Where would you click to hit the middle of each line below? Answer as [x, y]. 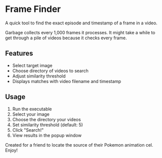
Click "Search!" [28, 130]
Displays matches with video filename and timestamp [67, 81]
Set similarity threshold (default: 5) [48, 125]
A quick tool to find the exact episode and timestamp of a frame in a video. [81, 23]
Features [19, 53]
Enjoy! [12, 150]
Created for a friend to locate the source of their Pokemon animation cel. [79, 145]
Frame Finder [33, 9]
